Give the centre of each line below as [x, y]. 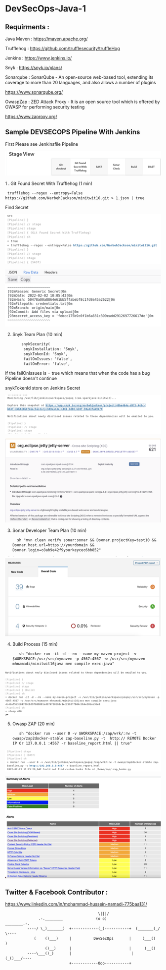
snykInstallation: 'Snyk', [51, 349]
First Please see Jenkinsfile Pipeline [41, 144]
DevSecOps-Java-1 [46, 9]
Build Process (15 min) [35, 644]
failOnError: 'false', [47, 364]
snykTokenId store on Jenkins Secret [43, 388]
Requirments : [27, 27]
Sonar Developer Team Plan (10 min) [49, 530]
